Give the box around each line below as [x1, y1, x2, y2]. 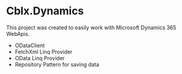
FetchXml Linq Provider [14, 48, 73, 55]
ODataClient [14, 42, 45, 49]
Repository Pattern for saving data [14, 61, 100, 68]
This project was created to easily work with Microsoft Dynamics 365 [6, 24, 177, 31]
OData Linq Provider [14, 54, 65, 61]
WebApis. [6, 30, 30, 37]
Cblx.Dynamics [6, 4, 84, 18]
